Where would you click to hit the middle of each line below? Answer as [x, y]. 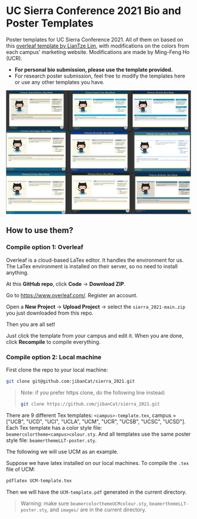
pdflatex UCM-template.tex [39, 481]
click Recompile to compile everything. [53, 342]
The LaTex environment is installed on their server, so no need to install [92, 266]
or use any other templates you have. [60, 82]
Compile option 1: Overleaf [45, 247]
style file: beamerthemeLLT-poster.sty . [51, 440]
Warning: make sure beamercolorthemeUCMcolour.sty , [84, 503]
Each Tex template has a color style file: [54, 427]
